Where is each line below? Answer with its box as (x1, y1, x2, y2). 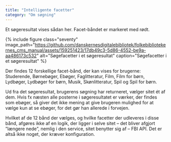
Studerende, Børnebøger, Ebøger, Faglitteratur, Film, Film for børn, (5, 73, 145, 79)
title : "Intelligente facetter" (5, 7, 74, 13)
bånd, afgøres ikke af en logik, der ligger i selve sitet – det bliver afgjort (5, 120, 155, 126)
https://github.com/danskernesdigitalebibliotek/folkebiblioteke (35, 41, 166, 48)
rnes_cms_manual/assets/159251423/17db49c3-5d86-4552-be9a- (5, 47, 146, 53)
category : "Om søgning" (5, 12, 56, 17)
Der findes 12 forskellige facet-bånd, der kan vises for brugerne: (5, 67, 141, 74)
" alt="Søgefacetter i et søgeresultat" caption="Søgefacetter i (36, 52, 167, 59)
